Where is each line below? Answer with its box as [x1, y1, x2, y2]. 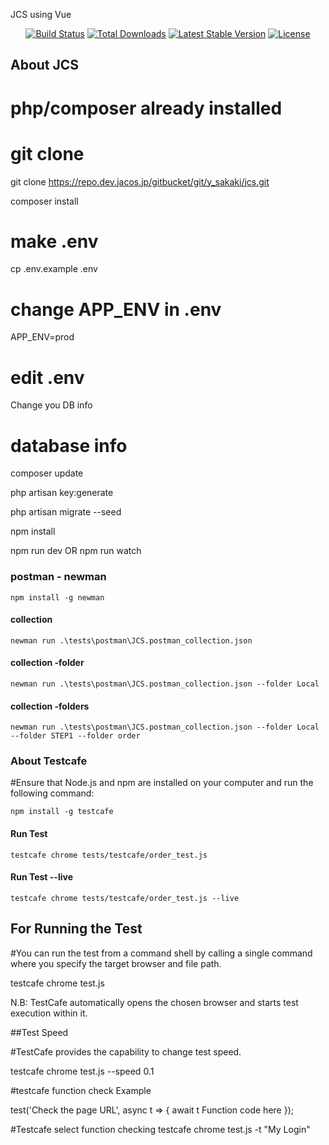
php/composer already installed [10, 97, 283, 119]
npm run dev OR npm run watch [10, 545, 142, 557]
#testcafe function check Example [10, 1084, 152, 1096]
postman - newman [10, 570, 107, 584]
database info [10, 434, 128, 457]
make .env [10, 230, 99, 253]
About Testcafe [10, 754, 88, 768]
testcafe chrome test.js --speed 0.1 [10, 1065, 155, 1077]
